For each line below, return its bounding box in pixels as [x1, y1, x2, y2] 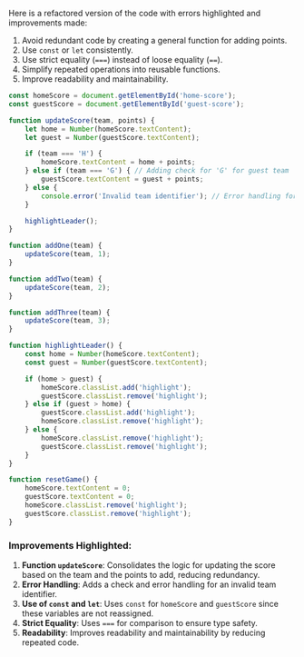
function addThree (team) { [8, 308, 111, 317]
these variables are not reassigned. [21, 608, 154, 619]
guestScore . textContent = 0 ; [25, 493, 135, 502]
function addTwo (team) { [8, 274, 103, 284]
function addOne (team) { [8, 241, 103, 251]
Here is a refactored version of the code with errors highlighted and [8, 8, 261, 18]
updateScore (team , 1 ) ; [25, 250, 111, 259]
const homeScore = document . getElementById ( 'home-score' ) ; [8, 91, 237, 100]
